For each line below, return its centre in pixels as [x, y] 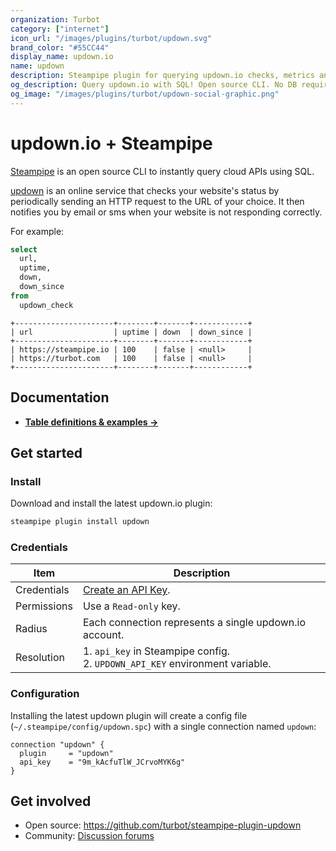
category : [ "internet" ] [60, 29]
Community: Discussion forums [89, 836]
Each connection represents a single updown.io [194, 623]
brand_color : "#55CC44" [60, 47]
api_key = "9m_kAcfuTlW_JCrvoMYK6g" [102, 762]
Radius [31, 629]
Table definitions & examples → [91, 422]
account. [103, 635]
